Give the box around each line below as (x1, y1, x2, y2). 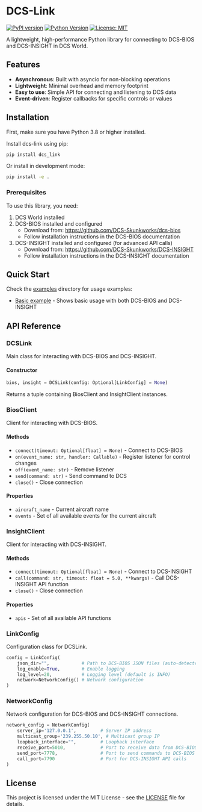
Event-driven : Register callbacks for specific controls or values (14, 95, 173, 102)
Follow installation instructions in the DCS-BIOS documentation (23, 233, 180, 240)
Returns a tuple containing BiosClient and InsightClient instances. (6, 391, 168, 398)
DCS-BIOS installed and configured (14, 220, 103, 227)
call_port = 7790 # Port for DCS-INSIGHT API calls (17, 755, 187, 762)
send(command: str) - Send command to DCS (14, 472, 127, 479)
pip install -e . (6, 174, 50, 180)
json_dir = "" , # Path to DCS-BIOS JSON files (17, 660, 161, 666)
